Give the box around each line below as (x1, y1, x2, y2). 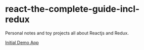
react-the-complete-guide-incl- (5, 3, 140, 15)
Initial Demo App (5, 39, 39, 45)
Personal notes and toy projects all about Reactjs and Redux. (5, 30, 129, 36)
